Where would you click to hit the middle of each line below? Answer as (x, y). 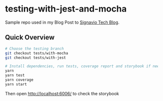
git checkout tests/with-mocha (37, 53)
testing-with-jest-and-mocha (66, 9)
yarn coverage (19, 80)
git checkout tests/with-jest (36, 58)
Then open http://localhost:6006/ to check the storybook (62, 93)
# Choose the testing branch (34, 49)
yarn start (16, 84)
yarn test (15, 75)
